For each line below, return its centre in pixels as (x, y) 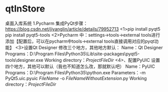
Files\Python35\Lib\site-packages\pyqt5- (97, 54)
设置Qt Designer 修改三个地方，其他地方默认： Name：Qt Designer (93, 47)
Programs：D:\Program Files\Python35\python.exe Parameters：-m (75, 72)
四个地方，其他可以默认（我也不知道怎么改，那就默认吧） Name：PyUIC (80, 66)
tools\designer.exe (24, 60)
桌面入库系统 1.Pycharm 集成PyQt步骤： (47, 23)
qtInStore (25, 9)
